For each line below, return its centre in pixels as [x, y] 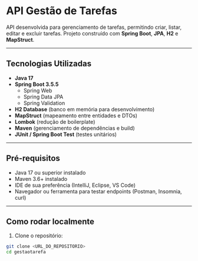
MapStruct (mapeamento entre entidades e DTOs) [76, 115]
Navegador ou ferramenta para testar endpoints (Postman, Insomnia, [98, 191]
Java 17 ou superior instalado [50, 173]
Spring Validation [44, 103]
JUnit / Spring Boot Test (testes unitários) [65, 134]
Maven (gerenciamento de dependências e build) [75, 128]
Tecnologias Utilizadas [49, 64]
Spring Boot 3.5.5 [37, 84]
